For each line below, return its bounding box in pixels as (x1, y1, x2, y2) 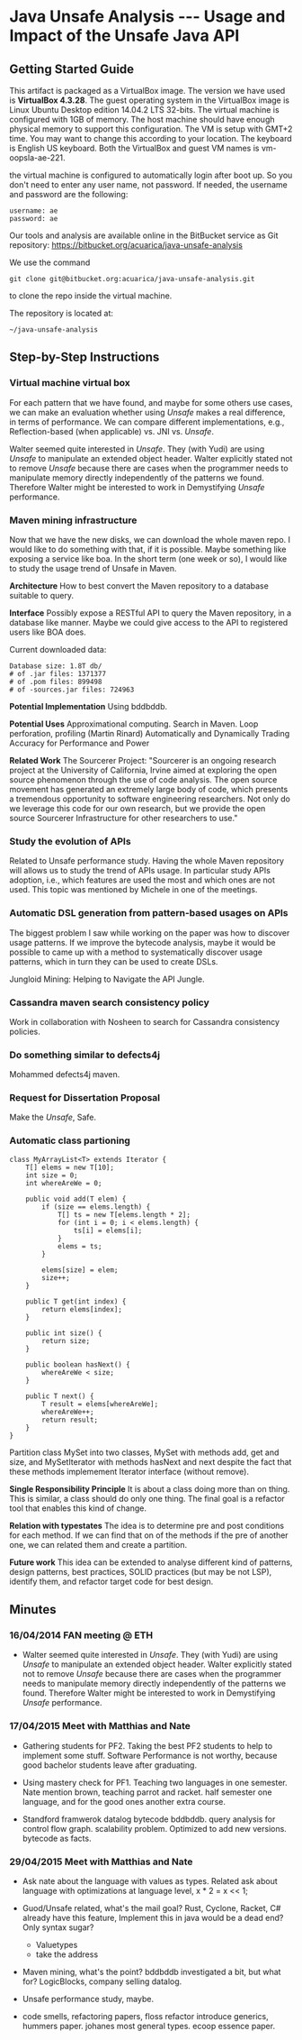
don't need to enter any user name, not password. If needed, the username (9, 179, 288, 190)
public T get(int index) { (25, 1296, 127, 1306)
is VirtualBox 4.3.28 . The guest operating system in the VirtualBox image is (9, 95, 290, 105)
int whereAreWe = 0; (25, 1178, 102, 1187)
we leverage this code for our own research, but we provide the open (9, 802, 266, 813)
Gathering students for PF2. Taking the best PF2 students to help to (22, 1740, 272, 1751)
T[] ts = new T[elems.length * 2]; (57, 1210, 191, 1219)
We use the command (9, 257, 91, 268)
